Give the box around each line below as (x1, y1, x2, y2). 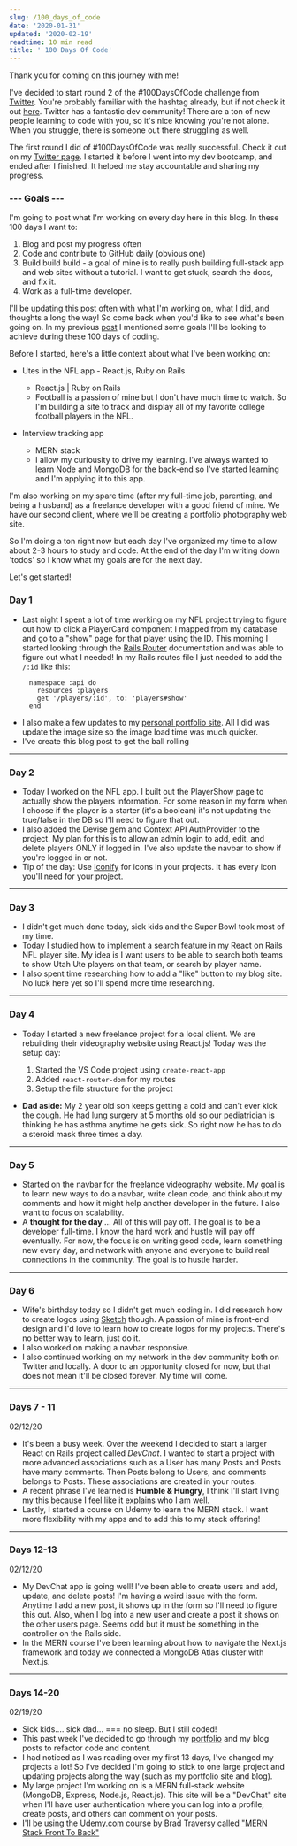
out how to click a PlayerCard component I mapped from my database (21, 623, 278, 634)
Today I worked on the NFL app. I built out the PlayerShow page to (21, 787, 264, 797)
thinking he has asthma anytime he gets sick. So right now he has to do (21, 1119, 282, 1129)
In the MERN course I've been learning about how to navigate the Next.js (21, 1637, 287, 1648)
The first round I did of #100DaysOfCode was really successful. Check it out (9, 142, 287, 153)
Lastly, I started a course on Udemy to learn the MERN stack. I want (21, 1504, 269, 1514)
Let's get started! (9, 572, 72, 582)
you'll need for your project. (21, 871, 124, 881)
